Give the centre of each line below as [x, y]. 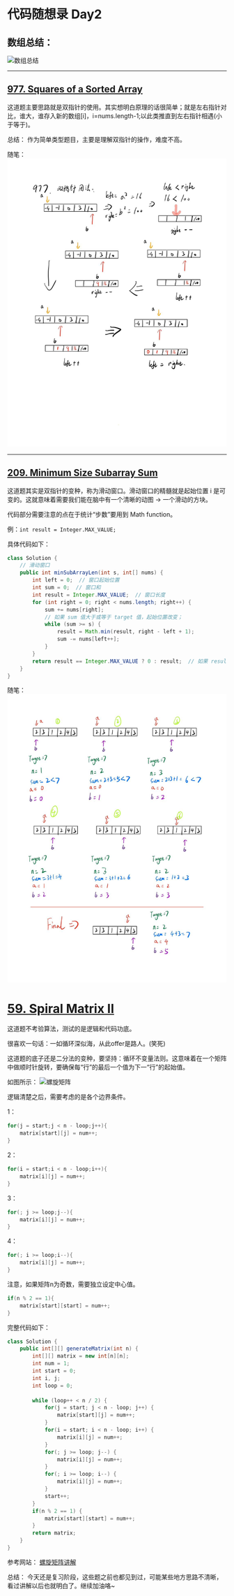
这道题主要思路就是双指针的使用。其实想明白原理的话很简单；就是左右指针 [114, 107]
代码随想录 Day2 [55, 14]
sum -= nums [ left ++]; [88, 639]
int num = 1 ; [51, 1364]
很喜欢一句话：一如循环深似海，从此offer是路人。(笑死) [86, 1044]
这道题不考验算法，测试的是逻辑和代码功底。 [71, 1029]
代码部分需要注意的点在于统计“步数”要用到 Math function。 [92, 514]
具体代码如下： [29, 544]
